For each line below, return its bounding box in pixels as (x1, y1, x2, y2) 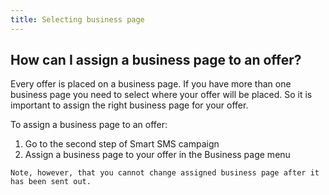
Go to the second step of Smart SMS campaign (24, 138, 220, 150)
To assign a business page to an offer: (10, 119, 168, 131)
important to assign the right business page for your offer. (10, 99, 249, 111)
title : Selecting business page (10, 14, 145, 25)
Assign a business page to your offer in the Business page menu (24, 149, 291, 161)
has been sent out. (10, 177, 92, 187)
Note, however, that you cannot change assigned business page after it (10, 168, 320, 178)
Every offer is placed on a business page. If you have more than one (10, 78, 292, 90)
